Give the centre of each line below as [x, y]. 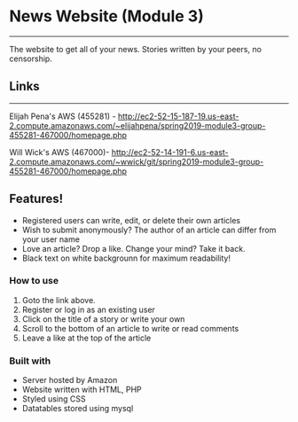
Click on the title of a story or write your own [103, 319]
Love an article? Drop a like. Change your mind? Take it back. [133, 248]
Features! [36, 199]
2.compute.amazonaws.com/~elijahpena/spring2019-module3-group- [137, 125]
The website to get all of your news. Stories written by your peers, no [135, 49]
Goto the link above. [59, 300]
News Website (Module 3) [106, 16]
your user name [51, 239]
